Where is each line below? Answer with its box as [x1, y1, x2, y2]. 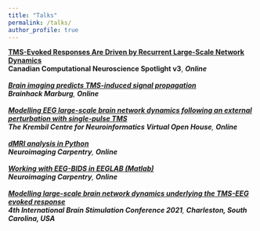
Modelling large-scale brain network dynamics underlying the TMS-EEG [8, 189, 249, 198]
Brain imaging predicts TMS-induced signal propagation [8, 81, 197, 90]
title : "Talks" [8, 11, 58, 20]
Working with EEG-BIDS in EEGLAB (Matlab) [8, 164, 154, 173]
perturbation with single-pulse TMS [8, 114, 128, 124]
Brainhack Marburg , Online [8, 89, 99, 99]
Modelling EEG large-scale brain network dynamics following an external [8, 106, 252, 115]
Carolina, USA [8, 214, 56, 223]
